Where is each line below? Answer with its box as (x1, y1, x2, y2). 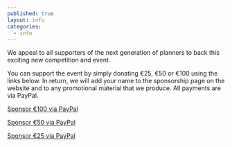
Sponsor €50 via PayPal (7, 119, 76, 127)
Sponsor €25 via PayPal (7, 132, 76, 140)
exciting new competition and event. (7, 56, 111, 64)
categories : (7, 23, 42, 30)
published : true (7, 10, 54, 17)
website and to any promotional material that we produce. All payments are (7, 84, 222, 92)
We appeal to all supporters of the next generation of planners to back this (7, 49, 220, 57)
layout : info (7, 17, 45, 24)
